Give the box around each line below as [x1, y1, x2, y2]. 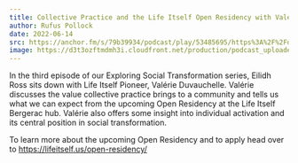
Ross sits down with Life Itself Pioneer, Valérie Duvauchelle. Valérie [9, 80, 255, 90]
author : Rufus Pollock [9, 21, 93, 30]
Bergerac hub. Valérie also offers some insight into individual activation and [9, 108, 286, 119]
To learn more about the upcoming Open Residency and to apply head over [9, 135, 285, 145]
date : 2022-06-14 [9, 29, 74, 38]
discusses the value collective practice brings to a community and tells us [9, 89, 279, 100]
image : [9, 46, 34, 55]
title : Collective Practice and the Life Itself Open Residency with [9, 12, 272, 22]
